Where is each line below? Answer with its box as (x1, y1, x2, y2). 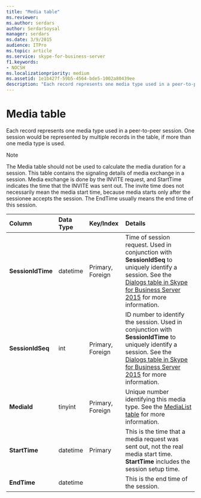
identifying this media (125, 395, 186, 403)
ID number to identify (125, 310, 185, 319)
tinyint (58, 403, 76, 411)
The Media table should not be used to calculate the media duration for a (6, 163, 186, 170)
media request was (125, 434, 179, 443)
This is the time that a (125, 427, 185, 436)
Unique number (125, 388, 169, 396)
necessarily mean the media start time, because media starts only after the (6, 188, 191, 196)
